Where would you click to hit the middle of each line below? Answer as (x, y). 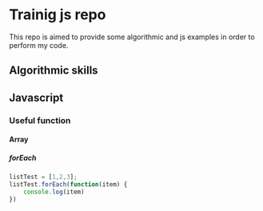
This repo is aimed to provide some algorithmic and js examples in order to (132, 37)
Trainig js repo (58, 15)
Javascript (36, 98)
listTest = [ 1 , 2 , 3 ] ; (44, 177)
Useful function (40, 120)
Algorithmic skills (54, 71)
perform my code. (39, 45)
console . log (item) (54, 192)
